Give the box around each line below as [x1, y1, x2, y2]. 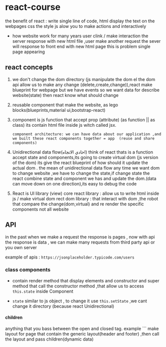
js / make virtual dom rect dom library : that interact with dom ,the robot [12, 195, 159, 201]
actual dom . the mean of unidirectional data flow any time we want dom [12, 165, 160, 171]
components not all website [12, 206, 69, 212]
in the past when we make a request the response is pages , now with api [5, 234, 155, 240]
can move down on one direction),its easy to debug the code [12, 180, 137, 186]
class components [5, 266, 51, 273]
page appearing [12, 49, 45, 55]
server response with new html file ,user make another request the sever [12, 38, 161, 44]
